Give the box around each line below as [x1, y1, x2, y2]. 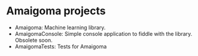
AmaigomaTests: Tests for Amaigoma [14, 43, 107, 50]
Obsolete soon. [14, 36, 53, 43]
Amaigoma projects [6, 4, 106, 18]
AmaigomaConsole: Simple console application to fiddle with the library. [14, 30, 193, 37]
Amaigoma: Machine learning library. [14, 24, 106, 31]
